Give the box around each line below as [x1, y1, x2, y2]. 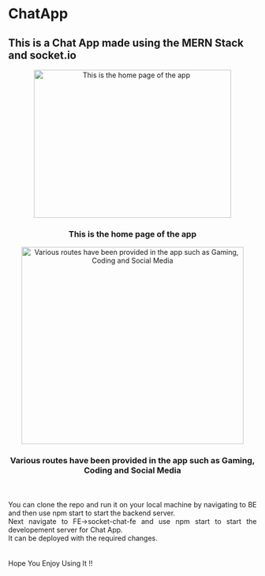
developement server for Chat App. [8, 525, 124, 534]
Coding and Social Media [84, 465, 181, 476]
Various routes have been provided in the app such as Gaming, [9, 455, 256, 466]
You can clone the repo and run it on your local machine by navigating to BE [8, 499, 257, 509]
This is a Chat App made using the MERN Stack [8, 36, 244, 50]
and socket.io [8, 48, 77, 62]
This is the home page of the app [68, 228, 197, 239]
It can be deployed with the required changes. [8, 533, 158, 543]
